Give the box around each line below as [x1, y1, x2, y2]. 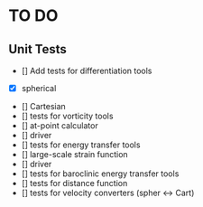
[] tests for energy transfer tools [21, 139, 141, 150]
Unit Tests [8, 42, 67, 57]
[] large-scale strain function [21, 149, 128, 160]
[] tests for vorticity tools [21, 110, 114, 122]
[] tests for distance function [21, 178, 128, 189]
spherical [21, 83, 57, 93]
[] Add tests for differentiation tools [21, 65, 152, 76]
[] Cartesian [21, 101, 67, 112]
